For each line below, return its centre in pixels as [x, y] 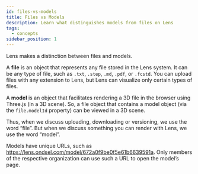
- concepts [25, 34]
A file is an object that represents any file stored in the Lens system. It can [97, 67]
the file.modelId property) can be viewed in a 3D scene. [76, 110]
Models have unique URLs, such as [49, 146]
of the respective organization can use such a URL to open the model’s [92, 158]
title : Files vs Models [36, 17]
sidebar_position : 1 [32, 39]
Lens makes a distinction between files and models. [69, 56]
